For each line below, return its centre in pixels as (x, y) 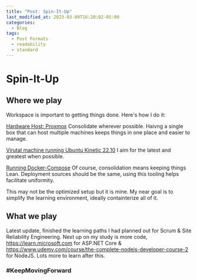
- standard (25, 50)
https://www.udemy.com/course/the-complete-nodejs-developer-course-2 (97, 249)
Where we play (34, 101)
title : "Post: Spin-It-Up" (39, 11)
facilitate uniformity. (30, 180)
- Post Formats (30, 39)
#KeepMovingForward (39, 271)
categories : (21, 22)
